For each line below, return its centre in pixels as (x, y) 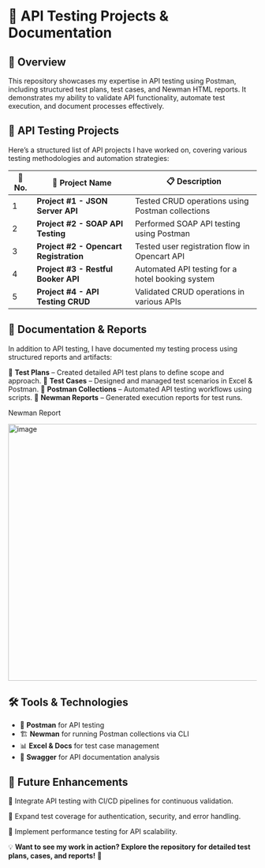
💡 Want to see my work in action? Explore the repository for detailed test (129, 847)
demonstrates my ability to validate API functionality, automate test (117, 97)
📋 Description (194, 181)
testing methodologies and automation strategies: (89, 158)
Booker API (58, 279)
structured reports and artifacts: (60, 357)
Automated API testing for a (186, 269)
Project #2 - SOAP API (80, 223)
